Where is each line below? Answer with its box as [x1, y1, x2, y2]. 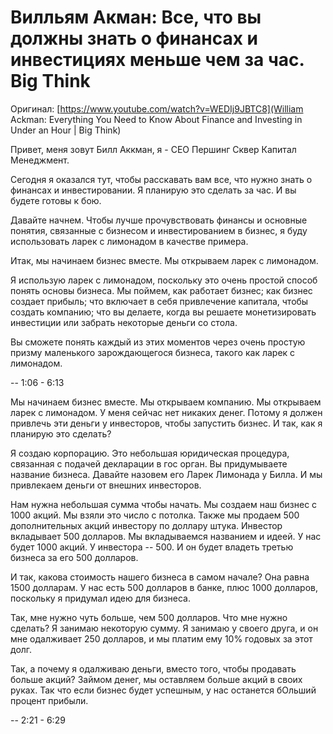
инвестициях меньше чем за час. [10, 49, 305, 71]
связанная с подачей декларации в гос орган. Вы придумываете [10, 457, 288, 470]
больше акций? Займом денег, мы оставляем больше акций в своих [10, 673, 303, 685]
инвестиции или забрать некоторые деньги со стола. [10, 316, 238, 328]
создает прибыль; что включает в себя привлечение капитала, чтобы [10, 295, 309, 307]
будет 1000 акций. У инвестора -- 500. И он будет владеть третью [10, 541, 294, 553]
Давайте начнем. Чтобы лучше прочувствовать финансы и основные [10, 214, 308, 226]
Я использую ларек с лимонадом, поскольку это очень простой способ [10, 274, 318, 286]
